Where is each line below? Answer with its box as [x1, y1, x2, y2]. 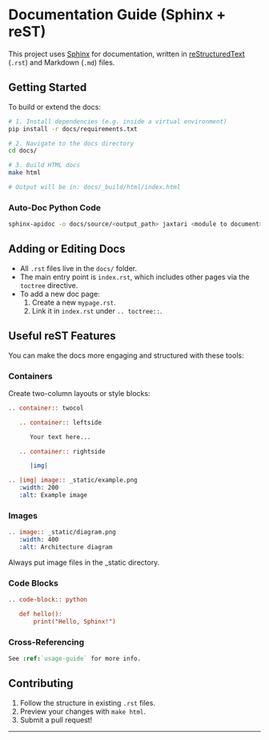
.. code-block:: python [8, 596, 88, 604]
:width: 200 [18, 484, 59, 492]
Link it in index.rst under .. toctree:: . [31, 306, 163, 315]
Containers [8, 370, 54, 382]
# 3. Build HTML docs [8, 162, 81, 170]
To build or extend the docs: [8, 102, 102, 111]
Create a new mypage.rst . [31, 298, 116, 307]
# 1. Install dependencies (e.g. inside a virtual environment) [8, 118, 227, 126]
